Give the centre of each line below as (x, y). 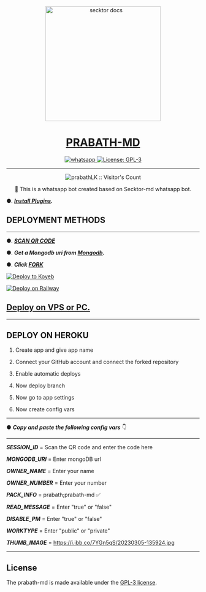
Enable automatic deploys (48, 374)
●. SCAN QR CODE (31, 241)
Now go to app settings (45, 398)
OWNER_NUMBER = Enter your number (57, 483)
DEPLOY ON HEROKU (48, 335)
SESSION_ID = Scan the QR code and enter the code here (80, 447)
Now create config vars (45, 409)
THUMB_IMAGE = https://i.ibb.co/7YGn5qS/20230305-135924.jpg (90, 543)
